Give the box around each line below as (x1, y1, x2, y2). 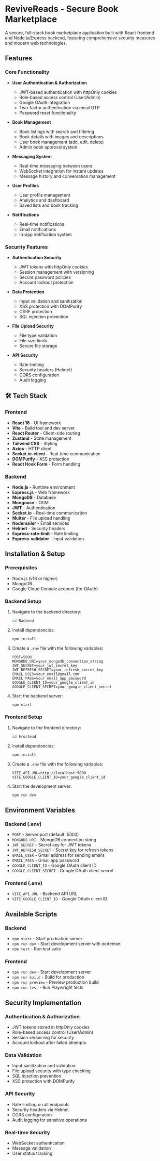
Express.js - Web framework (12, 489, 70, 495)
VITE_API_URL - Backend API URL (12, 891, 77, 896)
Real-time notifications (19, 221, 64, 227)
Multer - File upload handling (12, 515, 71, 521)
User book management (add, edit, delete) (19, 139, 104, 145)
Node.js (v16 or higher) (12, 575, 58, 581)
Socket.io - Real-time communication (12, 510, 87, 515)
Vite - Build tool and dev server (12, 425, 75, 431)
